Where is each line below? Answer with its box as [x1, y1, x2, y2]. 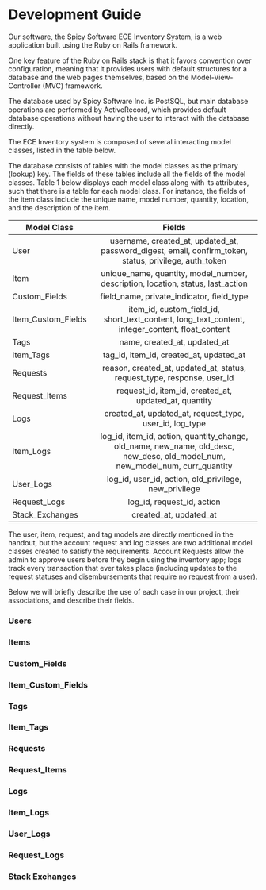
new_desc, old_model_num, [122, 450, 226, 461]
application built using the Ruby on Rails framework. [8, 40, 178, 49]
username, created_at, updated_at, [109, 235, 239, 246]
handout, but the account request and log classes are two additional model [8, 537, 253, 547]
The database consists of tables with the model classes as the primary [8, 160, 239, 170]
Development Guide [8, 6, 142, 24]
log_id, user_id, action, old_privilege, [106, 473, 242, 484]
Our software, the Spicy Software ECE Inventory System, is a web [8, 32, 222, 41]
